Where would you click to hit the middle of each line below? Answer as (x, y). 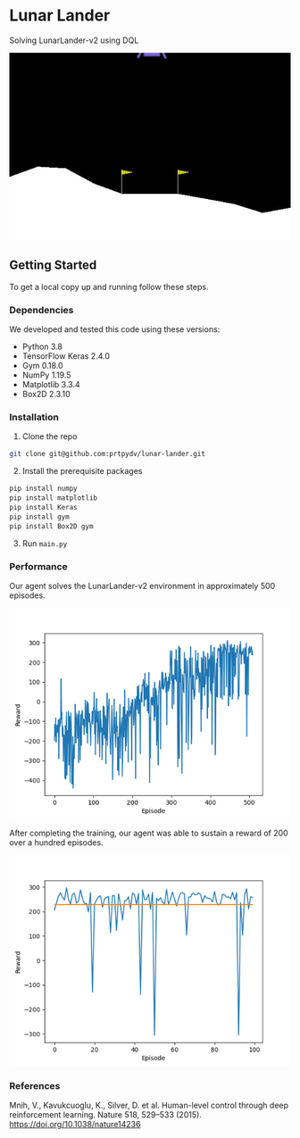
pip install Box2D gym (51, 526)
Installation (34, 417)
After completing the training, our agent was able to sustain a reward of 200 (149, 833)
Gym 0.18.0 (43, 366)
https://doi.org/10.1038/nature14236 (75, 1125)
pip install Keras (43, 507)
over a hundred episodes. (57, 842)
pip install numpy (43, 489)
